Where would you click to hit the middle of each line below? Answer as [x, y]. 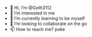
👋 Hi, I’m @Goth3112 [30, 8]
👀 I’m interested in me [32, 13]
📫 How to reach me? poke [37, 29]
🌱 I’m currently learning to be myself [47, 18]
